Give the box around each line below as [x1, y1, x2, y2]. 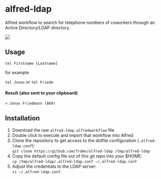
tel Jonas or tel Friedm [5, 79, 54, 85]
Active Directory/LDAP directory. [5, 24, 71, 30]
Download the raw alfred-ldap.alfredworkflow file [12, 127, 115, 133]
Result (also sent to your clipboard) [5, 90, 78, 96]
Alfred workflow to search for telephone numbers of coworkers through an [5, 20, 155, 25]
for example [5, 69, 29, 75]
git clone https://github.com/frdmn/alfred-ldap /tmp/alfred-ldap [12, 149, 150, 154]
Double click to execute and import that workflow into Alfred [12, 132, 133, 138]
